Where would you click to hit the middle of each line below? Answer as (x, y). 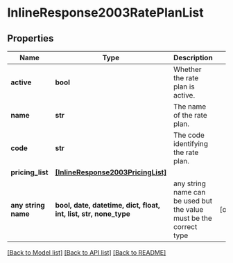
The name (190, 107)
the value (188, 209)
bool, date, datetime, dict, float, (108, 205)
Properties (31, 38)
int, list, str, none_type (93, 214)
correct (185, 227)
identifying (191, 144)
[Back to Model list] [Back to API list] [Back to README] (87, 253)
